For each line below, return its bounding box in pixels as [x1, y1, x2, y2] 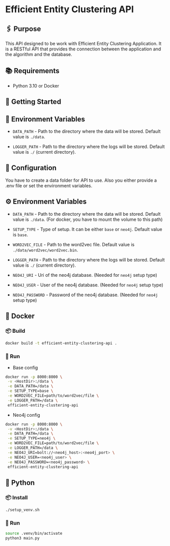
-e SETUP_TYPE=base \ [7, 388, 53, 394]
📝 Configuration [5, 164, 57, 173]
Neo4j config [12, 412, 41, 418]
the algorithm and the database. [5, 51, 72, 57]
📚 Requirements [5, 67, 60, 75]
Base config [12, 364, 38, 370]
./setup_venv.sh [5, 507, 40, 512]
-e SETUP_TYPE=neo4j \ [7, 436, 56, 441]
